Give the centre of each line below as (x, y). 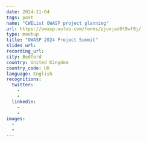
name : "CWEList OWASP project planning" (58, 23)
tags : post (20, 18)
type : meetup (23, 34)
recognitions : (24, 79)
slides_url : (21, 46)
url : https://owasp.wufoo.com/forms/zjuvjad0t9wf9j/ (74, 29)
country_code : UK (28, 68)
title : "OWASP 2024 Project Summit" (52, 40)
